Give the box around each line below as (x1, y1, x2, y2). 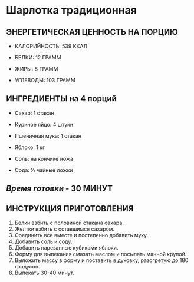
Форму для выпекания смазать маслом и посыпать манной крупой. (14, 251, 187, 258)
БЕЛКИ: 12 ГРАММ (14, 54, 61, 61)
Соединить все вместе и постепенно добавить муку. (14, 232, 149, 239)
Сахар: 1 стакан (14, 110, 54, 117)
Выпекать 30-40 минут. (14, 269, 75, 277)
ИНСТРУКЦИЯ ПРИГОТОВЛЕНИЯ (6, 204, 134, 214)
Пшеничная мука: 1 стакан (14, 132, 81, 139)
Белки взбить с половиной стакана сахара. (14, 219, 124, 227)
